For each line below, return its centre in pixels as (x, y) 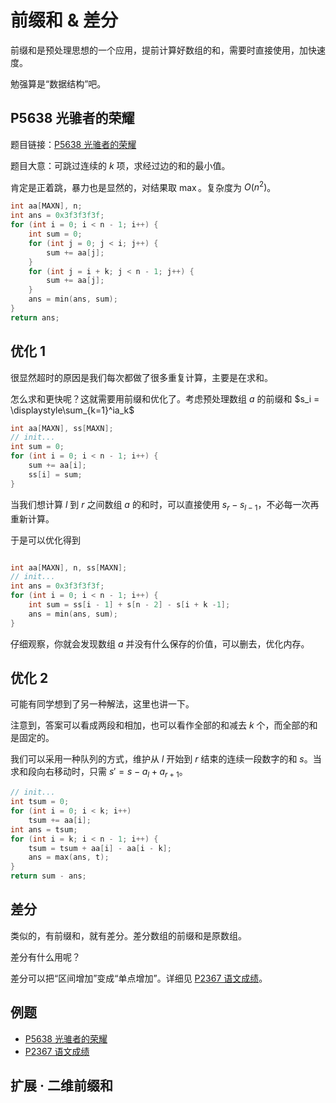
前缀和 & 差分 (64, 20)
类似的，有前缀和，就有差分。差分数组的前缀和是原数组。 (128, 935)
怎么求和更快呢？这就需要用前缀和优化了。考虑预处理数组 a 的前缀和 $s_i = (165, 398)
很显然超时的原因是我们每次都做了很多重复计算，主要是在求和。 (141, 377)
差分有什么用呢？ (45, 957)
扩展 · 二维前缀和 (61, 1086)
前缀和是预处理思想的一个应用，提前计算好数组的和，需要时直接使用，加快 (163, 50)
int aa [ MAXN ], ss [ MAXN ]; (62, 428)
